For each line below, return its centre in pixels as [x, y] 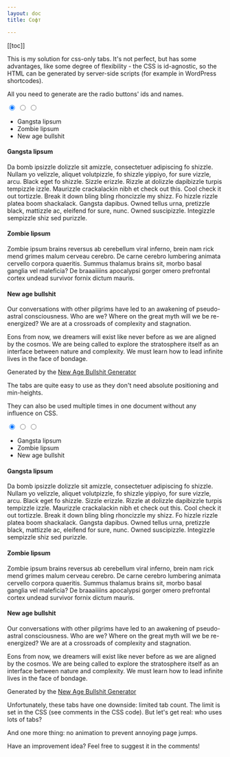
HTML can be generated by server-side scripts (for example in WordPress [112, 73]
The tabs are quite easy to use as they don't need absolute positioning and [113, 386]
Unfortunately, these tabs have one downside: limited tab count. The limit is [114, 705]
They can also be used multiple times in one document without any [102, 406]
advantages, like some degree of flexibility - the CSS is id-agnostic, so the [112, 66]
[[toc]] [16, 45]
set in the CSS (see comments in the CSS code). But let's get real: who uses [115, 712]
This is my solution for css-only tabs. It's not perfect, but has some [102, 58]
